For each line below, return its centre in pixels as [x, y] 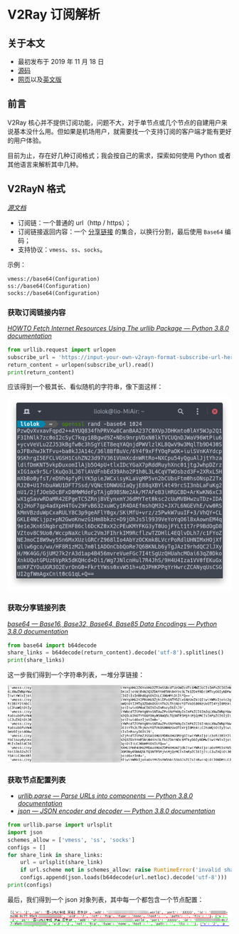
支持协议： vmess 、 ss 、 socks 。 [62, 249]
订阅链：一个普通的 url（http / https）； [74, 222]
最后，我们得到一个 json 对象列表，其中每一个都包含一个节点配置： [106, 899]
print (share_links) [36, 660]
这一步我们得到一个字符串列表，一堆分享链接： [76, 675]
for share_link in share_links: [55, 855]
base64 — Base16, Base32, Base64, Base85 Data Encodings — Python [112, 623]
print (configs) [30, 885]
